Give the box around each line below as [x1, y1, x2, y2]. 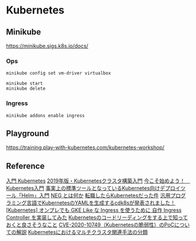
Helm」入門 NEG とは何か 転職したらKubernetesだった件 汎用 [21, 192, 171, 199]
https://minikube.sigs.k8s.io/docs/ [6, 42, 89, 49]
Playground [6, 128, 49, 138]
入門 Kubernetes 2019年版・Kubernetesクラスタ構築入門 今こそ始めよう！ [6, 177, 185, 185]
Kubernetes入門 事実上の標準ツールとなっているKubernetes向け [6, 185, 160, 192]
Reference [6, 161, 45, 171]
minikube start [6, 80, 43, 87]
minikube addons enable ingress [6, 113, 85, 118]
